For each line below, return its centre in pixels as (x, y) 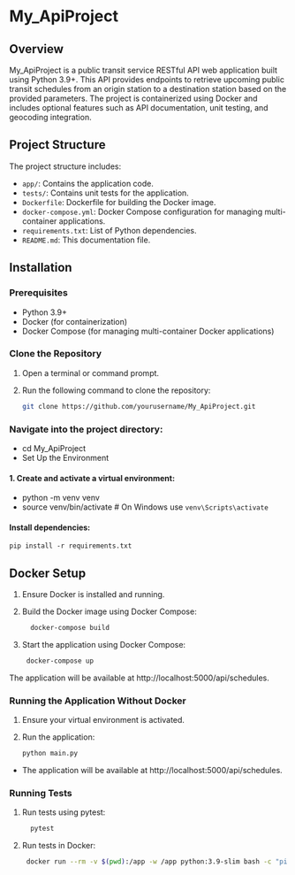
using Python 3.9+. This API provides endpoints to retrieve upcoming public (147, 80)
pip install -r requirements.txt (71, 546)
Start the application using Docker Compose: (104, 645)
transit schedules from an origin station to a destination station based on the (148, 89)
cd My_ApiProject (54, 448)
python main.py (50, 754)
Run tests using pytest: (64, 812)
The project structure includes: (65, 166)
